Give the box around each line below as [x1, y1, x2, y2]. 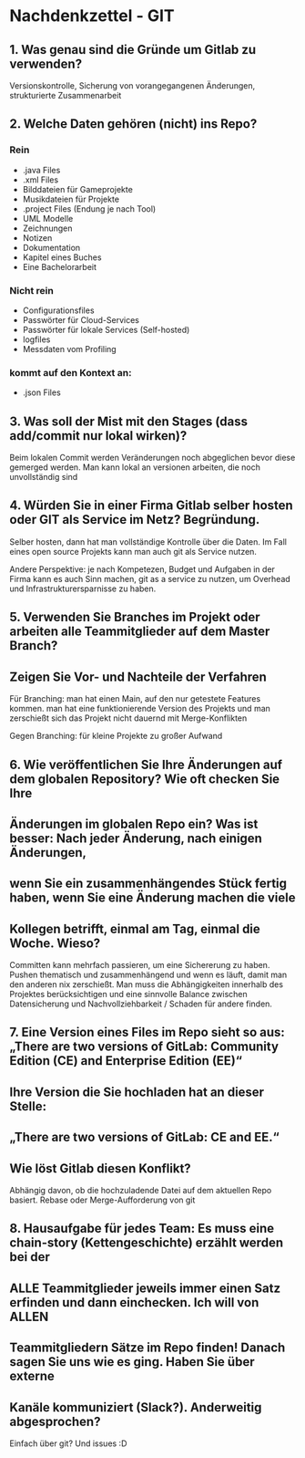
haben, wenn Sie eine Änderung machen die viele [9, 890, 296, 906]
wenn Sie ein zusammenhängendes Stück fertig [9, 876, 288, 891]
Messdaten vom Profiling [22, 343, 117, 354]
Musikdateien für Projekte [22, 193, 120, 204]
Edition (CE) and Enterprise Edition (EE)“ [9, 1053, 243, 1068]
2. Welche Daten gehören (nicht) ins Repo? [9, 116, 258, 132]
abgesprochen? [9, 1413, 101, 1429]
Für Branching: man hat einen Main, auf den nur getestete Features [9, 693, 261, 704]
